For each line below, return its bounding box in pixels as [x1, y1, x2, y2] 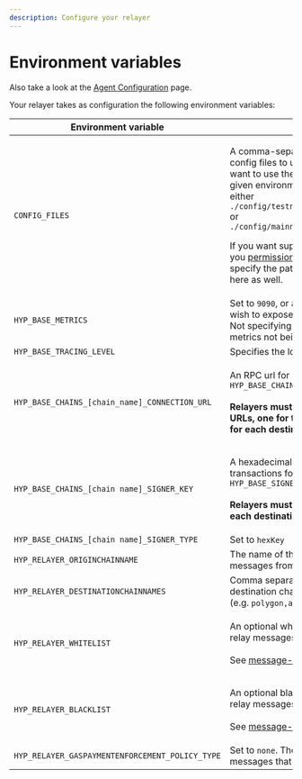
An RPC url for [229, 368, 290, 381]
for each [229, 422, 267, 435]
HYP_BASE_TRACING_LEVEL [13, 346, 116, 357]
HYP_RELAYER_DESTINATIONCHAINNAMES [13, 586, 166, 596]
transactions [229, 466, 283, 479]
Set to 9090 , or [229, 296, 289, 309]
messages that [229, 755, 292, 767]
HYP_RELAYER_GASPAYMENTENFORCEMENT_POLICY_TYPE [13, 750, 222, 761]
